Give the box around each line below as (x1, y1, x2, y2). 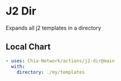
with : (11, 63, 26, 70)
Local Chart (5, 42, 51, 52)
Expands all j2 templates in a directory (5, 24, 102, 31)
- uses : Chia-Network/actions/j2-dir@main (5, 57, 115, 64)
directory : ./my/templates (16, 69, 85, 75)
